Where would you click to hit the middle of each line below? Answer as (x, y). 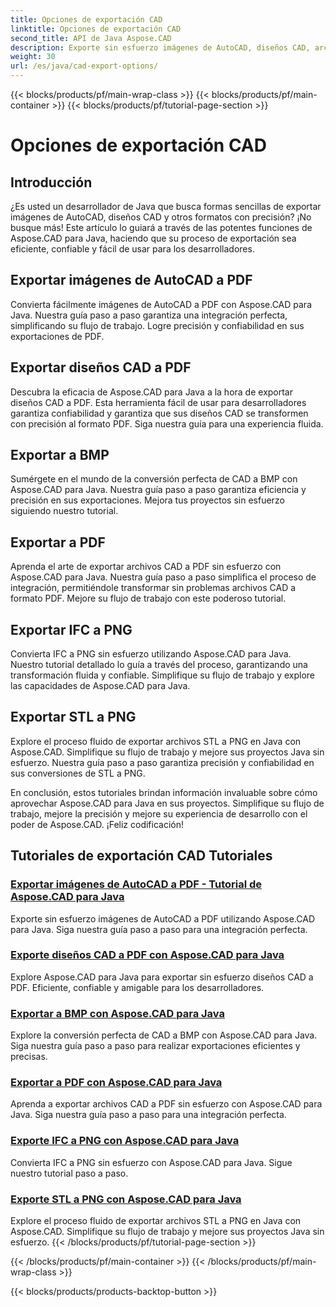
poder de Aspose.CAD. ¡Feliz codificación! (97, 824)
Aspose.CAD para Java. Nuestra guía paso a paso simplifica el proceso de (163, 577)
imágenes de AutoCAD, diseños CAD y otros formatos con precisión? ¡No (161, 217)
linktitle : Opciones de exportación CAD (96, 29)
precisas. (29, 1057)
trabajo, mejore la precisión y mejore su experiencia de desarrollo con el (159, 813)
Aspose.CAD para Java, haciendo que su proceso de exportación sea (153, 238)
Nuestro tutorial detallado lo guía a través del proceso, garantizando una (159, 665)
